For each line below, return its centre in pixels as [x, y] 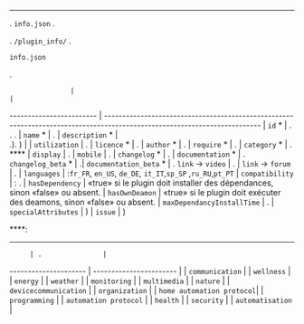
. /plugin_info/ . [41, 41]
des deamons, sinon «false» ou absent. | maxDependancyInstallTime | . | [142, 202]
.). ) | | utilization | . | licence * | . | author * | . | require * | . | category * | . [151, 144]
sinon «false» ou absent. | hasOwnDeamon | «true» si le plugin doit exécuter [145, 192]
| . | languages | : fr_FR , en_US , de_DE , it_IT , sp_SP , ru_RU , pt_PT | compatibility [152, 173]
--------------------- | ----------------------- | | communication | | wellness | [150, 271]
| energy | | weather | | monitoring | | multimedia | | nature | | [120, 281]
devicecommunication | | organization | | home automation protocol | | [137, 290]
